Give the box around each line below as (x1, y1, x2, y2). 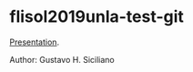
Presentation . (9, 36, 60, 47)
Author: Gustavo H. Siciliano (9, 54, 116, 65)
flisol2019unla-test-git (9, 6, 185, 27)
